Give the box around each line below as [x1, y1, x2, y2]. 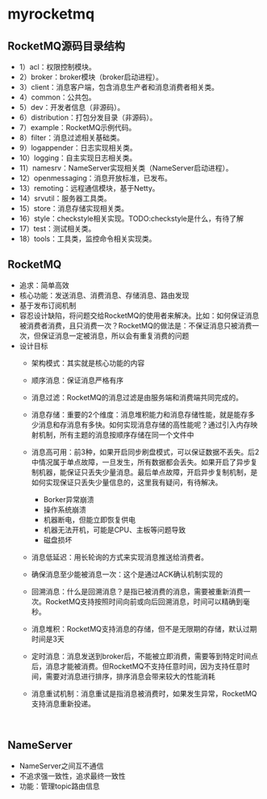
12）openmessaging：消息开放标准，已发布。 [19, 173, 173, 183]
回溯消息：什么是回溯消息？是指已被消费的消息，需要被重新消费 [31, 586, 244, 596]
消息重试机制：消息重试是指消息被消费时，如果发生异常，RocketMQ [31, 688, 257, 698]
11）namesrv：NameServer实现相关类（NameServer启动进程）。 [19, 163, 233, 172]
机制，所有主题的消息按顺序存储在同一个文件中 [38, 429, 194, 439]
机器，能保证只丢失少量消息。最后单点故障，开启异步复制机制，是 [38, 467, 258, 477]
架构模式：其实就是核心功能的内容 [31, 357, 145, 368]
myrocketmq [7, 5, 95, 23]
